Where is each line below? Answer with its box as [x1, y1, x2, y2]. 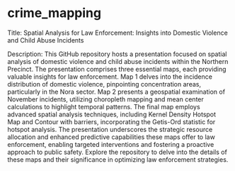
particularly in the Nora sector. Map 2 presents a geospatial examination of [7, 87, 225, 96]
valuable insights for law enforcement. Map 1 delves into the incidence [7, 72, 212, 81]
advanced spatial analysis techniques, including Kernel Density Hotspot [7, 110, 217, 118]
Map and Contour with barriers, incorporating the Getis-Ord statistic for [7, 117, 216, 126]
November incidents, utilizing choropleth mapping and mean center [7, 94, 204, 104]
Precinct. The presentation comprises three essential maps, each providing [7, 65, 227, 73]
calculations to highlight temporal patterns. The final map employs [7, 102, 200, 111]
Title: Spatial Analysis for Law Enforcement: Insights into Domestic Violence [7, 28, 228, 37]
